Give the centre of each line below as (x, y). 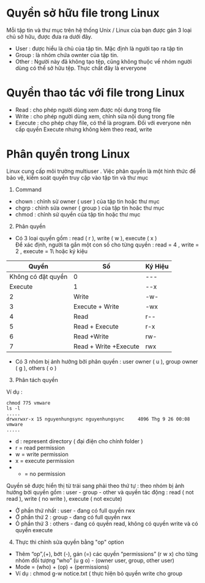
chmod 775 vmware (28, 403)
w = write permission (42, 454)
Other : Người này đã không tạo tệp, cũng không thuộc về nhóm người (103, 61)
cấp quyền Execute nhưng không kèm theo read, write (84, 129)
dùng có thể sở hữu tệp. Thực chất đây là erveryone (81, 68)
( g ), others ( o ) (36, 368)
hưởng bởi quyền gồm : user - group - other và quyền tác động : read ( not (100, 492)
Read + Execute (96, 326)
